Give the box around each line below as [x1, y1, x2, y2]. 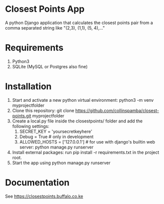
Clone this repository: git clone [12, 107, 74, 114]
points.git [12, 113, 31, 118]
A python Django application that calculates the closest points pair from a [5, 20, 153, 26]
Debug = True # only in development [19, 134, 94, 140]
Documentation [5, 177, 70, 188]
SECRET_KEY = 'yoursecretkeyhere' [19, 128, 93, 134]
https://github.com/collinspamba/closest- [75, 107, 159, 114]
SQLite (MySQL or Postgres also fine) [12, 63, 88, 69]
